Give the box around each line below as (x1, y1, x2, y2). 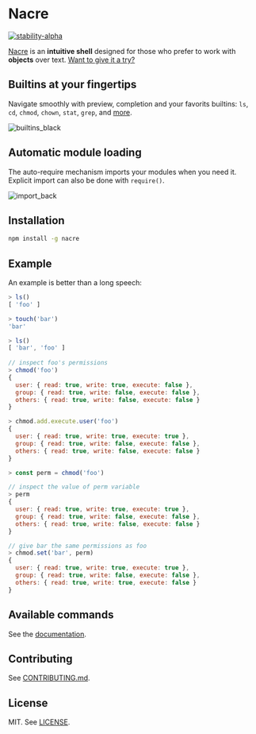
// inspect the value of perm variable (8, 483, 140, 491)
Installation (8, 214, 65, 227)
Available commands (8, 608, 114, 622)
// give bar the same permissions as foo (8, 542, 147, 550)
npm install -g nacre (8, 235, 80, 243)
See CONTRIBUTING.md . (8, 673, 90, 683)
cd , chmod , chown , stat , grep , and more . (8, 107, 132, 117)
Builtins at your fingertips (8, 78, 137, 91)
